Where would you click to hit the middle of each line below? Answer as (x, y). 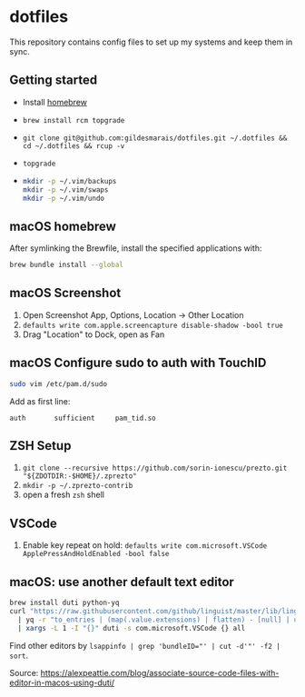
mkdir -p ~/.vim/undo (63, 198)
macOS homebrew (63, 226)
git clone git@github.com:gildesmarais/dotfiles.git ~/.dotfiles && (155, 138)
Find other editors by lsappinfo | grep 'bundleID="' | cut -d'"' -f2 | (145, 645)
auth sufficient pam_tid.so (83, 418)
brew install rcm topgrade (74, 120)
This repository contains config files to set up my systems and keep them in (151, 42)
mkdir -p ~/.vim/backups (69, 181)
